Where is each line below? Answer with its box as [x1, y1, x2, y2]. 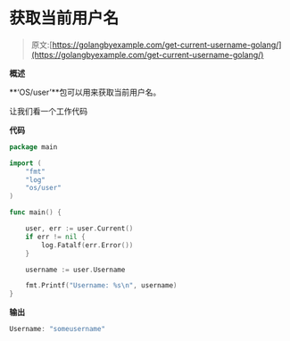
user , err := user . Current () [25, 224, 134, 233]
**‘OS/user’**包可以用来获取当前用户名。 [9, 87, 162, 97]
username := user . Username [25, 265, 126, 274]
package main [9, 142, 58, 152]
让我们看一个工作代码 [9, 105, 87, 116]
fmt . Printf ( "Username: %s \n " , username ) [25, 281, 178, 290]
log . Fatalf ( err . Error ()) [41, 240, 134, 250]
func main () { [9, 208, 62, 217]
